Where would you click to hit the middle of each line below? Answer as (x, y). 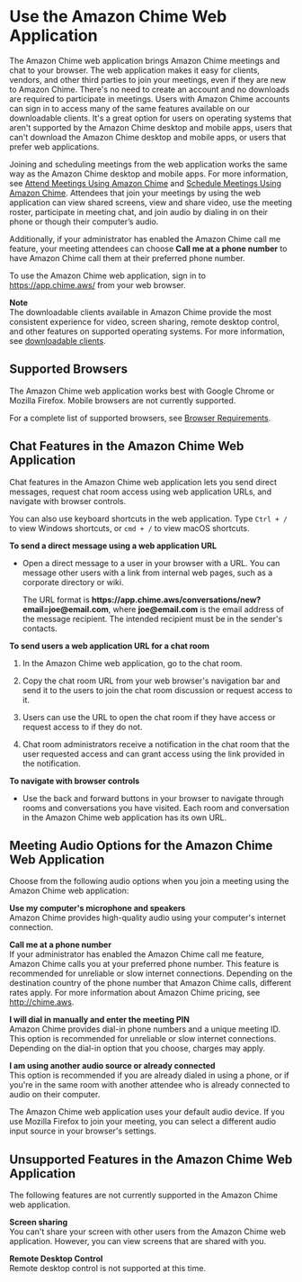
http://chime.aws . (42, 1002)
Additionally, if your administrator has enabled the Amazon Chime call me (145, 239)
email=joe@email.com (66, 609)
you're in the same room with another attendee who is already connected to (150, 1085)
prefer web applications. (54, 147)
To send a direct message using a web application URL (113, 546)
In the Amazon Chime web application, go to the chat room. (132, 663)
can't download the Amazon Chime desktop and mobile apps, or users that (148, 137)
